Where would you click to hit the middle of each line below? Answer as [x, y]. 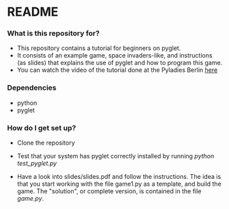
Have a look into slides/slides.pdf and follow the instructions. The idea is [119, 177]
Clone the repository [46, 143]
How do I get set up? [42, 127]
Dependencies [32, 88]
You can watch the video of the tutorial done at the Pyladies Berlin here [117, 70]
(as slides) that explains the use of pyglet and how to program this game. [120, 63]
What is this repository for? [54, 34]
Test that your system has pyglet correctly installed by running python [116, 156]
